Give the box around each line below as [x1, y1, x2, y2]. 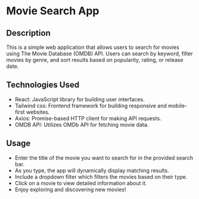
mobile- [167, 102, 188, 109]
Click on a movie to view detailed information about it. [14, 179, 147, 186]
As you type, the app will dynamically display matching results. [14, 167, 169, 174]
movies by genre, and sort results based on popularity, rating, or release [6, 57, 184, 63]
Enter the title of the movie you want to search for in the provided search [14, 154, 194, 161]
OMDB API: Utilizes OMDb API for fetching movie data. [14, 121, 149, 128]
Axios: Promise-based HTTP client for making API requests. [14, 114, 162, 122]
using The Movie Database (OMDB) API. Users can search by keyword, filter [6, 50, 194, 57]
